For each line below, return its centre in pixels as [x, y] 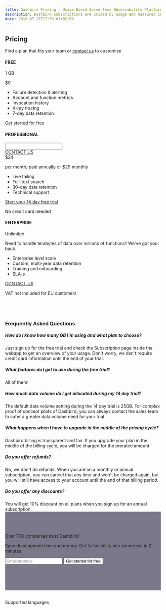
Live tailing [23, 176]
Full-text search [28, 182]
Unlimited [15, 234]
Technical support [31, 192]
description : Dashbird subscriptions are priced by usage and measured [80, 14]
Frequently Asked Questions [40, 323]
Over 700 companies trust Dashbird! [42, 536]
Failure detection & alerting [40, 93]
